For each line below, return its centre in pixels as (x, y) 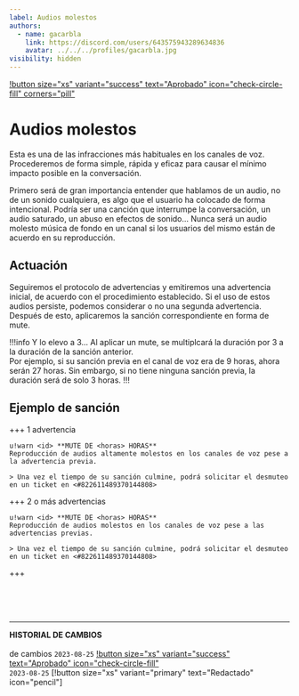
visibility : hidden (45, 59)
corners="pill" (49, 93)
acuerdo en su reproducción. (62, 238)
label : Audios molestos (53, 17)
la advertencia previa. (53, 461)
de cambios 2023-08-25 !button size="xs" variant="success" (120, 653)
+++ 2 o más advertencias (58, 501)
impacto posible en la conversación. (76, 173)
